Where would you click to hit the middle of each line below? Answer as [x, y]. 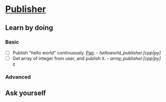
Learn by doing [29, 28]
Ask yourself [26, 93]
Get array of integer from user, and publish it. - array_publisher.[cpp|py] [87, 58]
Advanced [18, 77]
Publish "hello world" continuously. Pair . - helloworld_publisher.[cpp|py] [87, 52]
